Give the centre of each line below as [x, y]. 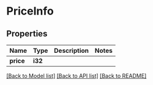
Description [71, 51]
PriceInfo [30, 11]
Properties [27, 34]
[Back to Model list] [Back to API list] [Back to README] [76, 76]
